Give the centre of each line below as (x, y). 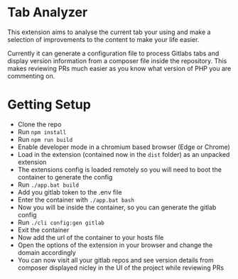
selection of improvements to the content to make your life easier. (103, 39)
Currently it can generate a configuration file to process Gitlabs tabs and (113, 53)
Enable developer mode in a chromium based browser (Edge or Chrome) (124, 147)
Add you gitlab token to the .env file (70, 192)
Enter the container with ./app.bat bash (76, 199)
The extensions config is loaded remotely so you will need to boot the (120, 169)
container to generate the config (65, 177)
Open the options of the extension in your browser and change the (115, 245)
